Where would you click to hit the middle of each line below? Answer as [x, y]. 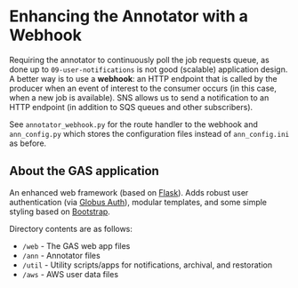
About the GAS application [85, 171]
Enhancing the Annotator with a [129, 16]
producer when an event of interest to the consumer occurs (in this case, [143, 88]
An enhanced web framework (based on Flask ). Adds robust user [129, 192]
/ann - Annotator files [61, 255]
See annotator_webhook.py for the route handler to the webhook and [133, 124]
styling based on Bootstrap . [60, 212]
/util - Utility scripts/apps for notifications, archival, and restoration [147, 265]
